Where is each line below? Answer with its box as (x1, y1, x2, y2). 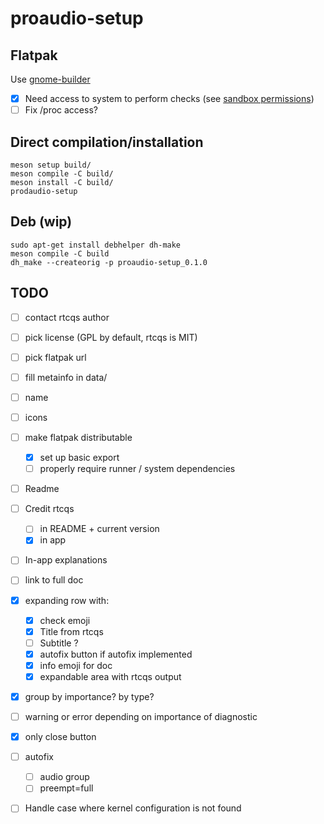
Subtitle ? (39, 637, 79, 649)
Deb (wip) (10, 213, 73, 231)
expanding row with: (24, 594, 110, 606)
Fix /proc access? (24, 104, 98, 116)
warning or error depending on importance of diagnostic (24, 711, 258, 722)
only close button (24, 731, 97, 743)
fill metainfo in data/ (24, 371, 108, 383)
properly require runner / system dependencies (39, 463, 236, 475)
